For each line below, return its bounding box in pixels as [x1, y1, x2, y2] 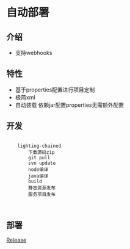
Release [6, 236, 27, 244]
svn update [28, 160, 56, 166]
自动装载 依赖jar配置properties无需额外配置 [15, 101, 125, 109]
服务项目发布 [28, 191, 56, 197]
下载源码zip [28, 149, 55, 156]
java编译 [28, 173, 49, 179]
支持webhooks [15, 49, 52, 56]
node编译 [28, 166, 49, 173]
